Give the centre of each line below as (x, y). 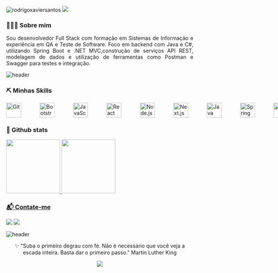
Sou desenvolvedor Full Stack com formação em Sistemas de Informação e (100, 38)
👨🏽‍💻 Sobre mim (29, 25)
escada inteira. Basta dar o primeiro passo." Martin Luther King (100, 253)
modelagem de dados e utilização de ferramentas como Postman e (100, 57)
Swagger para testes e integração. (48, 64)
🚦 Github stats (27, 129)
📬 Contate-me (29, 207)
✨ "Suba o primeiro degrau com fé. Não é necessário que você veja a (100, 246)
